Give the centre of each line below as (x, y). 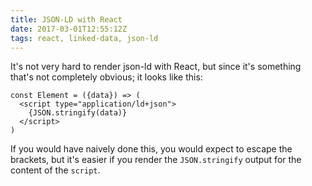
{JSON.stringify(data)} (78, 113)
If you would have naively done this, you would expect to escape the (151, 149)
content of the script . (55, 170)
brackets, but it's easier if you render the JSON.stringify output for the (156, 160)
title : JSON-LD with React (66, 19)
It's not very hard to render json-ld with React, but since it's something (156, 67)
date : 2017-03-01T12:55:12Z (69, 29)
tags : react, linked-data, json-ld (84, 38)
